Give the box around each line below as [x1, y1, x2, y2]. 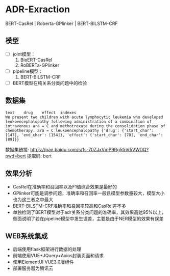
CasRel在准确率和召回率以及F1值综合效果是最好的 [12, 183, 117, 189]
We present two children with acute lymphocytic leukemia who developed [5, 115, 163, 120]
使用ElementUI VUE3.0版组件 [12, 259, 74, 265]
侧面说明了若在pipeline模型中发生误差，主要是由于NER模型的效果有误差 [12, 215, 164, 222]
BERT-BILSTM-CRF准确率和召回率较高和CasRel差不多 [12, 203, 127, 209]
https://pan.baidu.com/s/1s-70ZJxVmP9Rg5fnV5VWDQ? [30, 146, 149, 152]
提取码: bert [27, 153, 52, 159]
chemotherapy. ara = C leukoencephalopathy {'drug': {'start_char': [5, 128, 154, 133]
